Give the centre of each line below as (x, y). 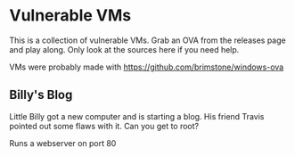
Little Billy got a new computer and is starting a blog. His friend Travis (137, 116)
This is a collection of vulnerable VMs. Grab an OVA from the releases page (148, 40)
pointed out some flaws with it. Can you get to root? (104, 126)
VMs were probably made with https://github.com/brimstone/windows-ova (147, 67)
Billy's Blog (41, 95)
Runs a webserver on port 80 (63, 143)
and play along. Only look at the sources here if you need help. (124, 49)
